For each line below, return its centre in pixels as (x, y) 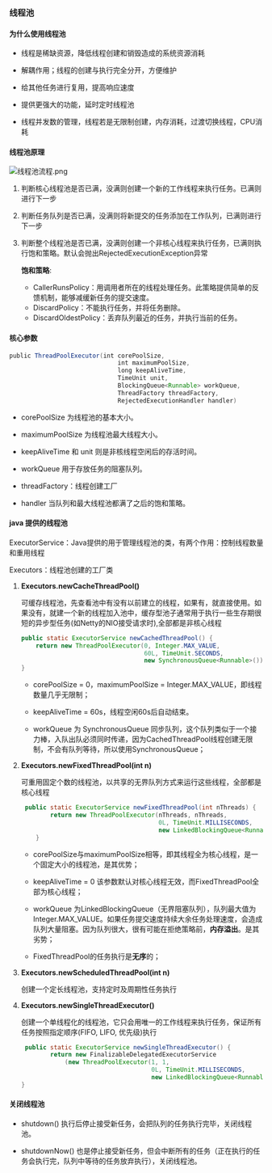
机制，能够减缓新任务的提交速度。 (97, 297)
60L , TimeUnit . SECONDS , (184, 653)
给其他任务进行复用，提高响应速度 (77, 87)
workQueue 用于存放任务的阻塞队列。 (84, 468)
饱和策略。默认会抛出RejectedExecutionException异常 (118, 253)
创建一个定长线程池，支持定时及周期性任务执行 (98, 989)
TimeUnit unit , (143, 378)
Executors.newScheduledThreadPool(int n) (95, 973)
